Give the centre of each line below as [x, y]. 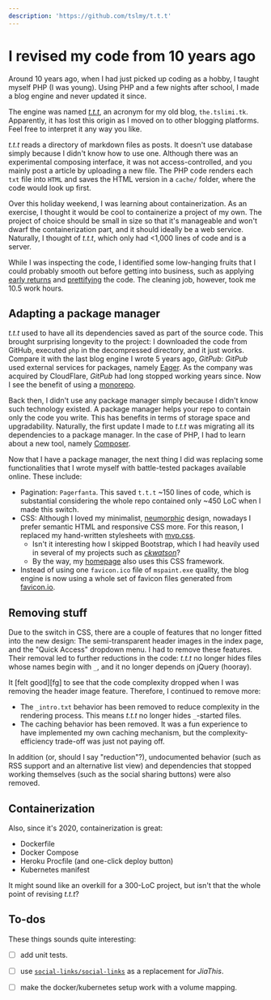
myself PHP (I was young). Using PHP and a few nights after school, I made [134, 87]
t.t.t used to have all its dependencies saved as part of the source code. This [136, 333]
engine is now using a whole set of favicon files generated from [126, 579]
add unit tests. [44, 955]
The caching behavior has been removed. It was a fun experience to [134, 724]
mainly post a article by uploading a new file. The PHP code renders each [131, 170]
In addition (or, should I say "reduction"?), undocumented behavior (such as [135, 757]
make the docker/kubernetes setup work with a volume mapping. [128, 987]
